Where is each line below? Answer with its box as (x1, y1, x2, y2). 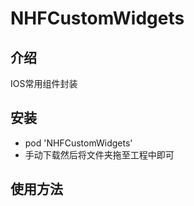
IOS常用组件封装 (10, 78, 78, 89)
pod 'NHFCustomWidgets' (24, 137, 133, 149)
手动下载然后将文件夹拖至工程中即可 (24, 148, 175, 161)
